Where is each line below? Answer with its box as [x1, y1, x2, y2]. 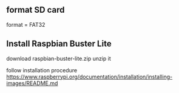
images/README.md [6, 79, 58, 87]
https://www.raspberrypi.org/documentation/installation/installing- [6, 73, 173, 80]
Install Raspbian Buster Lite [6, 39, 112, 49]
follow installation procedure [6, 66, 78, 74]
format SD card [6, 5, 65, 15]
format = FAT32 [6, 21, 46, 28]
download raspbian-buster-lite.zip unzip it [6, 55, 111, 62]
